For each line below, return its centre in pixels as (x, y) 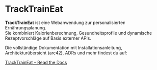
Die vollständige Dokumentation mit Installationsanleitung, (64, 47)
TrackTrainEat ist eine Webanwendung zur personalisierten (65, 23)
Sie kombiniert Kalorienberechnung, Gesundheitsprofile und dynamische (78, 33)
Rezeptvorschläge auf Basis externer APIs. (48, 38)
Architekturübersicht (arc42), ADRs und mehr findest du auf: (66, 53)
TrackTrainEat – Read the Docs (36, 62)
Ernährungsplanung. (26, 27)
